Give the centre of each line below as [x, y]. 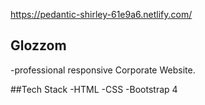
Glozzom [38, 45]
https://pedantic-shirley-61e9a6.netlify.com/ [101, 14]
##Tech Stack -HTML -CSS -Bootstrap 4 [94, 89]
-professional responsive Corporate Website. [103, 70]
